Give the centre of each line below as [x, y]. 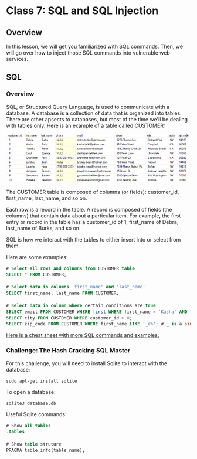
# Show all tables [28, 426]
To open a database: [31, 392]
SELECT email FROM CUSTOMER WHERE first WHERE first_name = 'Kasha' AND [97, 312]
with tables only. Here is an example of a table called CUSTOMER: [86, 125]
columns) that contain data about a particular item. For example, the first [94, 216]
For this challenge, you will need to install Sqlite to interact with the [87, 363]
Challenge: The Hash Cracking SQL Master [68, 351]
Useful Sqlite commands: [36, 414]
